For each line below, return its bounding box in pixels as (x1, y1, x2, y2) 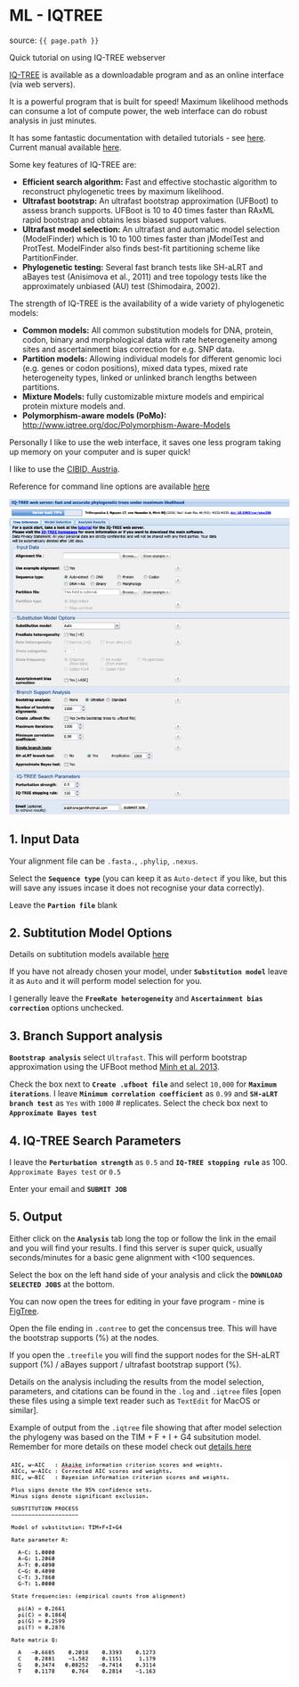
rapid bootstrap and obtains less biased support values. (21, 214, 227, 225)
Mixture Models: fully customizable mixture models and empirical (21, 391, 264, 401)
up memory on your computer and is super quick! (9, 446, 191, 457)
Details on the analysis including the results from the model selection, (9, 1376, 264, 1387)
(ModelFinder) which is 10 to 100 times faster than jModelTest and (21, 233, 264, 244)
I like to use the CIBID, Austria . (9, 463, 120, 474)
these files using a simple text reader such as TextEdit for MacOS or (9, 1395, 261, 1406)
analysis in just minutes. (9, 115, 97, 126)
